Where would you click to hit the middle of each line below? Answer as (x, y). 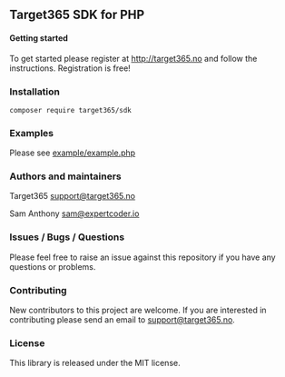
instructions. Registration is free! (70, 68)
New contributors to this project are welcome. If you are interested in (138, 310)
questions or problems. (53, 266)
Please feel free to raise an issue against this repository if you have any (142, 257)
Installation (35, 92)
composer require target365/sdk (70, 110)
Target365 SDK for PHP (77, 15)
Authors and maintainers (66, 176)
